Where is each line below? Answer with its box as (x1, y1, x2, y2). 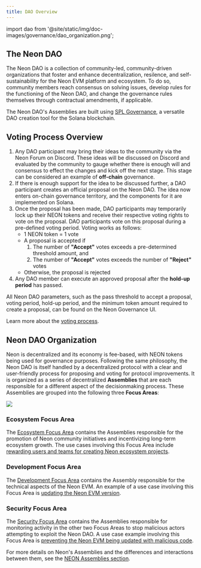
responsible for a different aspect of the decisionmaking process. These (6, 383, 184, 390)
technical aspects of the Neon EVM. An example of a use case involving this (6, 483, 194, 490)
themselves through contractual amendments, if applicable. (6, 96, 153, 104)
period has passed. (14, 282, 63, 289)
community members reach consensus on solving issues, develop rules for (6, 84, 191, 91)
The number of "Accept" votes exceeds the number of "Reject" (32, 256, 192, 264)
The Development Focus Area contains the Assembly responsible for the (6, 476, 185, 484)
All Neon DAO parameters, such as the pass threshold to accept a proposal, (6, 293, 193, 300)
